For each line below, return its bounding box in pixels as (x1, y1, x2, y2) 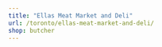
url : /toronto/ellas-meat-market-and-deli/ (8, 19, 155, 27)
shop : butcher (8, 26, 56, 34)
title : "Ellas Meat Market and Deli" (8, 11, 133, 20)
